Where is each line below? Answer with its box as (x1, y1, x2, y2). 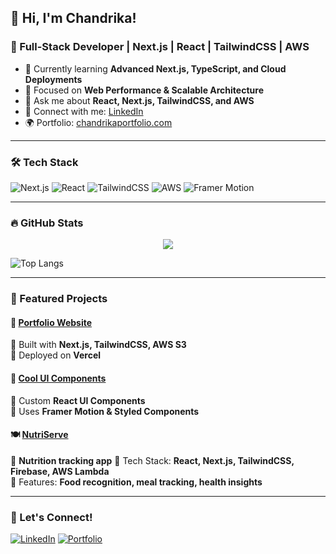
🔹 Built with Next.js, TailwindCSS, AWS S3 (10, 339, 187, 351)
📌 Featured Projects (10, 292, 108, 306)
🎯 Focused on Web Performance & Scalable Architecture (24, 84, 264, 96)
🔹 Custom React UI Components (10, 394, 146, 406)
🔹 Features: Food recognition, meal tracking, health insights (10, 476, 263, 488)
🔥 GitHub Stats (10, 216, 84, 230)
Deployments (24, 73, 83, 85)
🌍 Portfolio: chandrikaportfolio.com (24, 116, 173, 128)
